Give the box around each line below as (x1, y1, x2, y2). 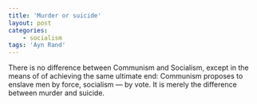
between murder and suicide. (8, 88, 105, 98)
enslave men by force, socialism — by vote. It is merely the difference (8, 80, 237, 90)
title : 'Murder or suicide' (8, 11, 102, 20)
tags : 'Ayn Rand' (8, 41, 66, 49)
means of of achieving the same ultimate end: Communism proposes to (8, 71, 243, 81)
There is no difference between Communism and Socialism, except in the (8, 63, 249, 72)
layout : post (8, 19, 52, 27)
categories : (8, 26, 48, 34)
